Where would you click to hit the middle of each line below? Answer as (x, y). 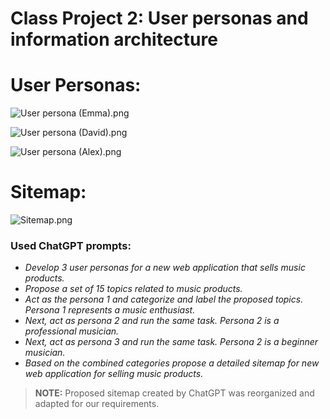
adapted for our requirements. (97, 404)
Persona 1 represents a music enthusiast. (110, 310)
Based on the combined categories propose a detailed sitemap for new (172, 363)
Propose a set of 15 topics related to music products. (133, 289)
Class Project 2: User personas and (159, 18)
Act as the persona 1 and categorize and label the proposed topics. (164, 299)
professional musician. (72, 331)
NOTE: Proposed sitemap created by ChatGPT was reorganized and (174, 393)
